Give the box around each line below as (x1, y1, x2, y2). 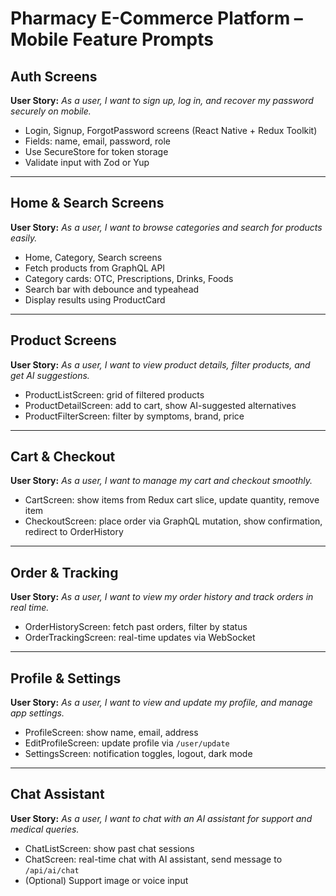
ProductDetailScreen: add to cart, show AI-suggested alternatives (24, 399, 297, 411)
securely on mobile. (10, 105, 92, 117)
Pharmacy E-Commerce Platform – (10, 7, 303, 30)
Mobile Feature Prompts (10, 28, 214, 51)
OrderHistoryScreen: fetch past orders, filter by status (24, 621, 248, 633)
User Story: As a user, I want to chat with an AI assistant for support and (10, 812, 313, 824)
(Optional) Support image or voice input (24, 874, 189, 886)
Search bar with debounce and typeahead (24, 283, 200, 295)
